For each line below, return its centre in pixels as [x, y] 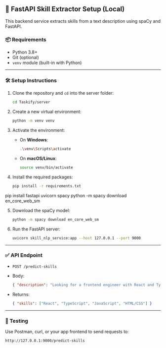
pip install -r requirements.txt [47, 186]
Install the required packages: [42, 177]
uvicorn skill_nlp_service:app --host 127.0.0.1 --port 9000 [77, 238]
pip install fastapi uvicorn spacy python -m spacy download [66, 195]
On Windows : [34, 140]
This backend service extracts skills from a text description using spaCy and [83, 21]
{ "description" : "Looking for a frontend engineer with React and [83, 285]
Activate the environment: [39, 130]
